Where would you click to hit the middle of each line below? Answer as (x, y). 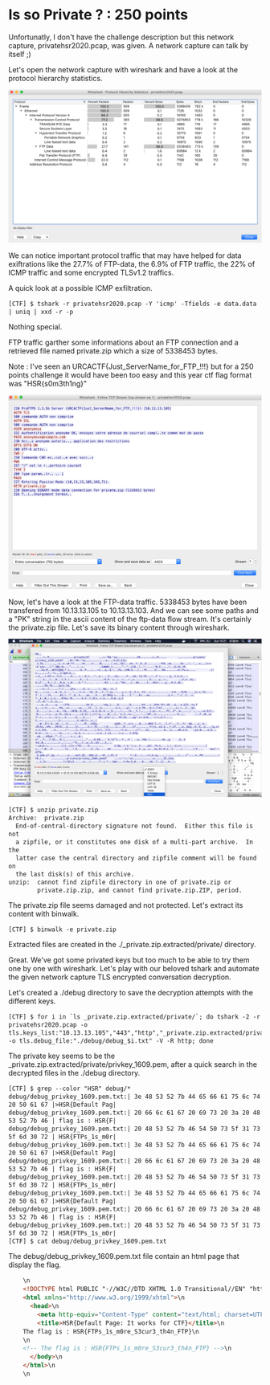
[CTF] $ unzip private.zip (53, 810)
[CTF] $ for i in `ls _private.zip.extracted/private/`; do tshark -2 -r (135, 1017)
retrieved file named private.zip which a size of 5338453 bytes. (113, 351)
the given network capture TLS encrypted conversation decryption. (120, 977)
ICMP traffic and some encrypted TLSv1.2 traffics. (91, 273)
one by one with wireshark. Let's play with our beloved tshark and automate (134, 969)
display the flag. (35, 1265)
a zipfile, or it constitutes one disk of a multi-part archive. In (134, 842)
